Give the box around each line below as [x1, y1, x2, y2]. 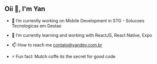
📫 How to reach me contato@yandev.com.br [11, 42, 103, 48]
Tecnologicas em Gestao [11, 23, 62, 29]
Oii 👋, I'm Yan [4, 5, 46, 13]
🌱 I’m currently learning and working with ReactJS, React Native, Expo [11, 32, 153, 38]
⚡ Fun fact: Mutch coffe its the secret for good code [11, 53, 116, 59]
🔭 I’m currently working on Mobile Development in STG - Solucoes [11, 17, 144, 23]
